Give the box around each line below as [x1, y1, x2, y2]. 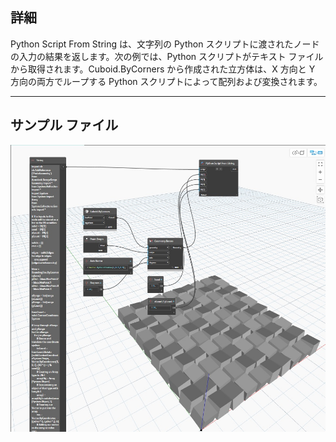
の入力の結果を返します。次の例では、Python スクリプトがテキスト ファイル [10, 50, 324, 62]
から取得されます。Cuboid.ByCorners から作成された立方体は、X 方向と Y [10, 63, 316, 75]
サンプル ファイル [10, 117, 119, 134]
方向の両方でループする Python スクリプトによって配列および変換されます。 [10, 75, 323, 87]
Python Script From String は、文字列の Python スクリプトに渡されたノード [10, 38, 320, 50]
